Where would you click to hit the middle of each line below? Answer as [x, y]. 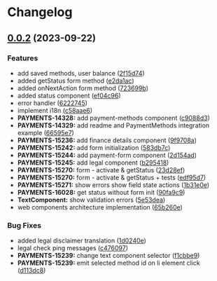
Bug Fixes [24, 225]
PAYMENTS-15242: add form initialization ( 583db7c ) [94, 147]
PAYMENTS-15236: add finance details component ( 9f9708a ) [107, 140]
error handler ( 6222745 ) [52, 103]
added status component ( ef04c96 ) [69, 95]
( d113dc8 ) [31, 270]
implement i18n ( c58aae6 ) [55, 110]
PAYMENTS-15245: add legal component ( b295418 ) [93, 163]
